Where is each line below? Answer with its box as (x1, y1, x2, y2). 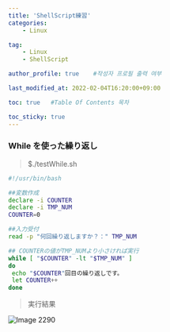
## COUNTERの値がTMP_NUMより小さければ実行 (8, 247, 140, 255)
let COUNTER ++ (11, 276, 59, 284)
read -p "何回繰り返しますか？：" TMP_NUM (8, 233, 137, 241)
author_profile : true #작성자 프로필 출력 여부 (8, 70, 162, 78)
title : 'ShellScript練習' (8, 11, 91, 20)
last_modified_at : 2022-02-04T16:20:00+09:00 (8, 84, 161, 92)
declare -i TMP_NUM (8, 203, 73, 211)
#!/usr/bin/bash (8, 174, 62, 183)
